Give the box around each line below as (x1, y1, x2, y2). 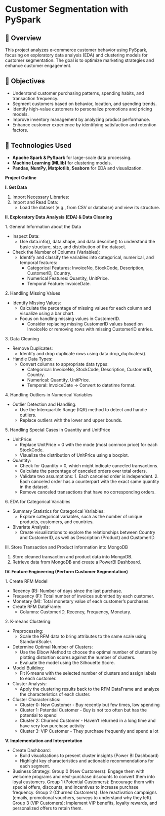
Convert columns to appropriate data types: (19, 361, 109, 367)
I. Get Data (5, 184, 27, 190)
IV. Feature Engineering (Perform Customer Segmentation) (5, 568, 128, 574)
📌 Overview (5, 34, 41, 42)
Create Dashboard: (12, 747, 51, 753)
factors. (12, 127, 29, 133)
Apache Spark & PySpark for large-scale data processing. (12, 155, 132, 161)
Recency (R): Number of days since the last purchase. (12, 588, 123, 594)
